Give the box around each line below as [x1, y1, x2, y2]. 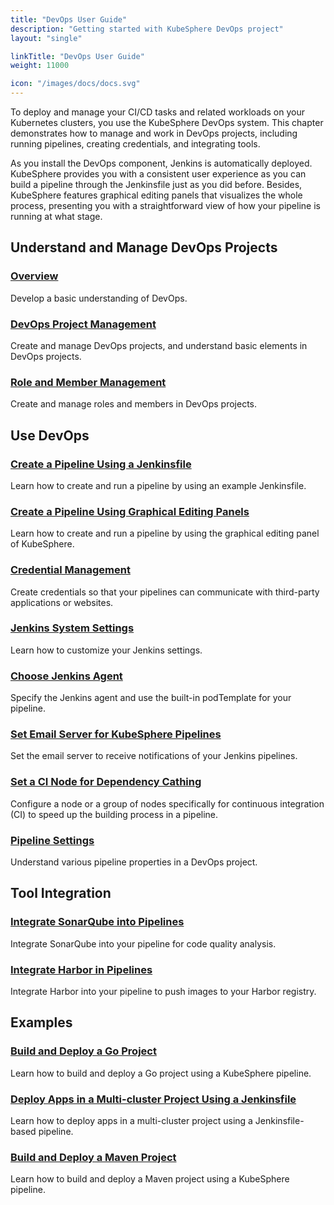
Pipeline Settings [10, 833, 95, 847]
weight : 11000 [10, 61, 70, 71]
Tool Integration [10, 885, 112, 902]
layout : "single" [10, 33, 83, 43]
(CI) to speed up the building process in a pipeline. [10, 808, 219, 820]
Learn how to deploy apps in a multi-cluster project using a [10, 1115, 253, 1127]
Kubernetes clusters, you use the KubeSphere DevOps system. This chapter [10, 117, 324, 128]
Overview [10, 269, 59, 283]
